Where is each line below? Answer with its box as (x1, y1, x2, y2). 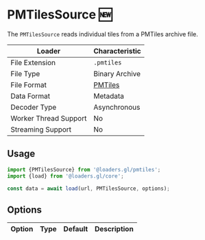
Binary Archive (93, 69, 141, 78)
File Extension (10, 58, 56, 67)
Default (63, 224, 88, 234)
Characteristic (93, 46, 142, 56)
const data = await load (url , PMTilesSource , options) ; (7, 185, 170, 192)
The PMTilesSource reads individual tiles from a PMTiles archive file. (7, 29, 199, 38)
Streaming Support (10, 124, 72, 134)
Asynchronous (93, 102, 141, 112)
